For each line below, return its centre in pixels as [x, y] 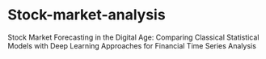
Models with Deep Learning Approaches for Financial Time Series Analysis [132, 45]
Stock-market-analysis [87, 15]
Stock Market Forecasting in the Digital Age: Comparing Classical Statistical [133, 37]
